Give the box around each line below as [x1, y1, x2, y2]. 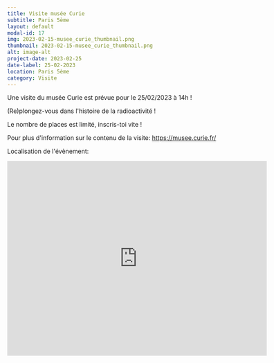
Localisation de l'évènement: [7, 147, 89, 156]
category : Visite [7, 74, 57, 82]
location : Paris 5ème [7, 68, 70, 75]
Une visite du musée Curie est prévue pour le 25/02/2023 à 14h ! [7, 94, 192, 102]
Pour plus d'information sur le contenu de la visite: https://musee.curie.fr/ [7, 134, 217, 142]
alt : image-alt [7, 49, 51, 56]
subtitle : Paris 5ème [7, 17, 70, 24]
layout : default [7, 23, 54, 30]
